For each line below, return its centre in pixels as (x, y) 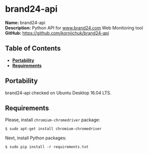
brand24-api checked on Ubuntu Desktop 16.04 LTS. (58, 93)
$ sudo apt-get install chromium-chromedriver (53, 129)
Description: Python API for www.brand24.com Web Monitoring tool (74, 27)
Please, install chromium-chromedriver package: (53, 120)
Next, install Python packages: (36, 138)
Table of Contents (33, 48)
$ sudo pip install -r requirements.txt (47, 147)
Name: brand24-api (25, 23)
